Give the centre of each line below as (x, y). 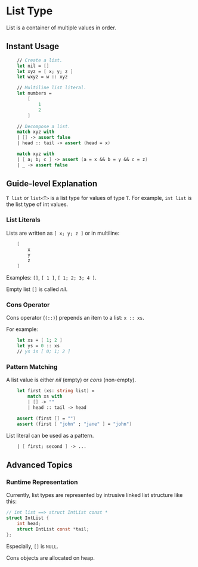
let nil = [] (33, 66)
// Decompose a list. (44, 126)
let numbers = (34, 93)
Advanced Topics (39, 465)
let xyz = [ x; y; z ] (45, 71)
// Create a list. (40, 60)
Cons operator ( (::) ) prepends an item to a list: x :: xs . (75, 318)
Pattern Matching (32, 366)
